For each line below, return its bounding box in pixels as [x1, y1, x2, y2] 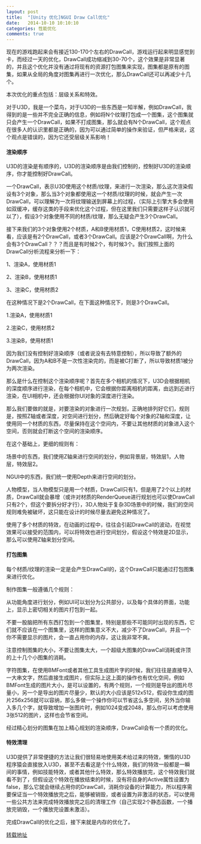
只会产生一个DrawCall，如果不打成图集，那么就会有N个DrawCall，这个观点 [6, 119, 191, 126]
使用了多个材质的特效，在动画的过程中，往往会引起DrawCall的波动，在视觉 [6, 521, 191, 529]
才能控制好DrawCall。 [22, 170, 76, 177]
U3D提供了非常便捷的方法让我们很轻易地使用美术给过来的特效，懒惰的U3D [6, 753, 191, 760]
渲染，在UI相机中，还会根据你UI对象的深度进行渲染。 [6, 393, 138, 400]
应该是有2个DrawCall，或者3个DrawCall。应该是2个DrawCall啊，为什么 [16, 233, 193, 240]
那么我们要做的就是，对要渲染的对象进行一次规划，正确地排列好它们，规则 [6, 405, 190, 412]
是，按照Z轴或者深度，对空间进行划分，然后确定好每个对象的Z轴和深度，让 [6, 412, 191, 420]
